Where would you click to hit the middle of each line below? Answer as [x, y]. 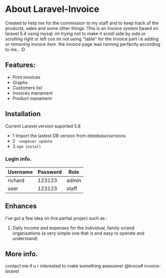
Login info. [18, 159]
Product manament [32, 98]
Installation [23, 114]
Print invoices [26, 77]
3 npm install [27, 146]
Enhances [21, 206]
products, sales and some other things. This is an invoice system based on [82, 28]
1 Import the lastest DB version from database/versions [69, 136]
